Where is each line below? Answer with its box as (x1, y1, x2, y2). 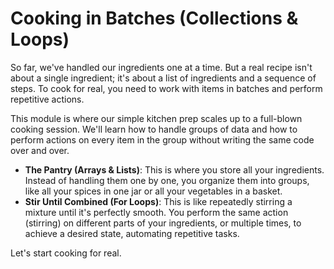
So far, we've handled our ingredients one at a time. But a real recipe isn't (10, 61, 313, 73)
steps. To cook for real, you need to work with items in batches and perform (10, 82, 323, 94)
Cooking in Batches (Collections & (10, 7, 299, 30)
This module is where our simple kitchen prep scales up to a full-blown (10, 112, 303, 124)
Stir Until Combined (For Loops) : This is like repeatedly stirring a (24, 195, 293, 207)
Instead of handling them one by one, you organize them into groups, (24, 174, 310, 186)
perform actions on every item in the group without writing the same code (10, 133, 315, 146)
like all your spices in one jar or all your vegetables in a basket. (24, 185, 283, 197)
